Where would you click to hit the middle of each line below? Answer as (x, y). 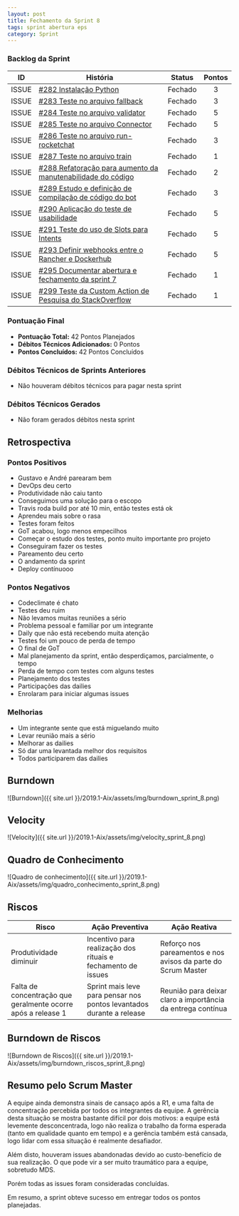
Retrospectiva (39, 442)
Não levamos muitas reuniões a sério (72, 618)
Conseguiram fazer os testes (60, 546)
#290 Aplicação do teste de (85, 209)
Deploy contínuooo (46, 569)
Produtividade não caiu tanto (60, 494)
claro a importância (192, 999)
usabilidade (58, 218)
